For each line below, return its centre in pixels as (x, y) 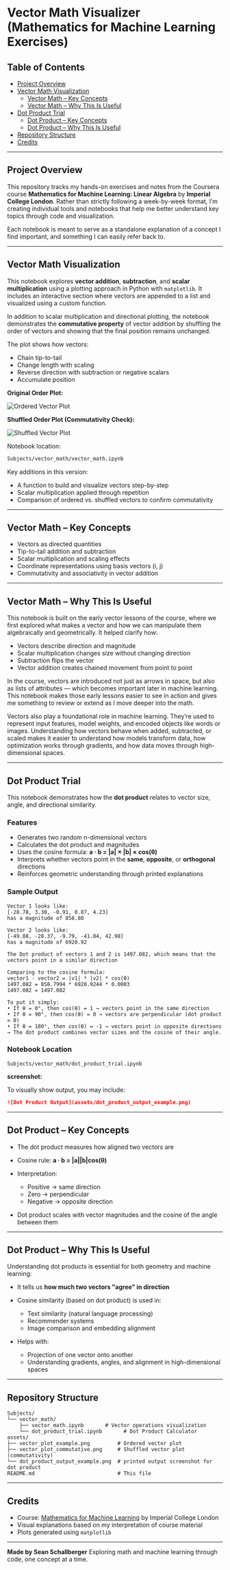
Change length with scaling (55, 365)
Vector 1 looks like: (38, 906)
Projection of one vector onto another (80, 1355)
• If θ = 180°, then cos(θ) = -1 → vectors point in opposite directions (115, 1026)
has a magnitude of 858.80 (46, 918)
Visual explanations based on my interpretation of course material (110, 1525)
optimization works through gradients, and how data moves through (103, 745)
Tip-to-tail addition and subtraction (66, 552)
